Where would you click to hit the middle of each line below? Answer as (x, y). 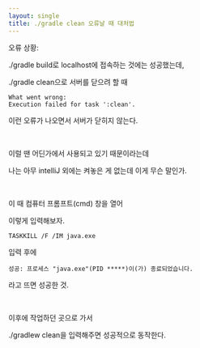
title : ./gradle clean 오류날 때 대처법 (72, 23)
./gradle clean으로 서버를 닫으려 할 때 (68, 82)
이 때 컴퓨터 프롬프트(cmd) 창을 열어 (66, 203)
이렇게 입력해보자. (37, 220)
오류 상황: (23, 47)
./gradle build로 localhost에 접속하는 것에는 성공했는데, (96, 65)
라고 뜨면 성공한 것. (38, 285)
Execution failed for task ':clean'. (72, 104)
